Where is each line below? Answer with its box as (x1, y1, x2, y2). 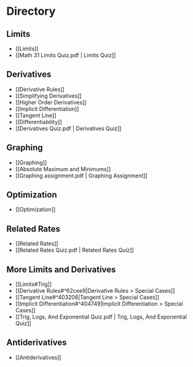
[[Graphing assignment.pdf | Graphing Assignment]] (15, 172, 148, 179)
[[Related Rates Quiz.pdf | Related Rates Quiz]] (15, 247, 134, 254)
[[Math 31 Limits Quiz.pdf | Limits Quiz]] (15, 52, 116, 59)
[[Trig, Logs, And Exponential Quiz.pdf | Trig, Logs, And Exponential (15, 313, 187, 320)
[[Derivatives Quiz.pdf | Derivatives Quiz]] (15, 125, 122, 132)
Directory (6, 4, 56, 18)
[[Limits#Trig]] (15, 280, 52, 288)
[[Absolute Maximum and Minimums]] (15, 165, 111, 172)
